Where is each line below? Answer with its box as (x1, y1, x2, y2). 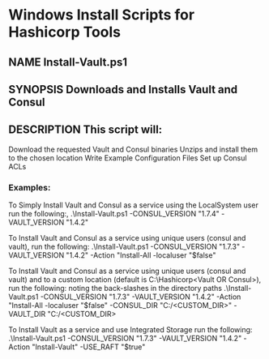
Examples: (8, 182, 51, 193)
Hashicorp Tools (8, 23, 122, 41)
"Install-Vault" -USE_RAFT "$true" (32, 342, 146, 352)
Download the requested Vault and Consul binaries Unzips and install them (8, 144, 258, 154)
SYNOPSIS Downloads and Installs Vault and (8, 83, 238, 96)
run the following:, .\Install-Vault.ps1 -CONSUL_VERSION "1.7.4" (8, 209, 220, 219)
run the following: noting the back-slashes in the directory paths (8, 284, 223, 293)
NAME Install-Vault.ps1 (8, 55, 128, 69)
